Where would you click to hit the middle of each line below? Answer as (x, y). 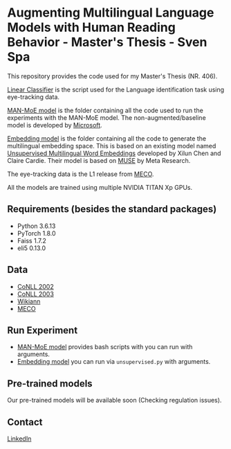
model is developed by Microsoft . (55, 125)
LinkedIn (19, 439)
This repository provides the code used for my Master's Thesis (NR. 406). (112, 76)
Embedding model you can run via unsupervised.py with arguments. (114, 362)
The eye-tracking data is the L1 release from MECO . (81, 174)
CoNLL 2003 (35, 294)
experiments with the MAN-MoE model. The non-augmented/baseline (107, 117)
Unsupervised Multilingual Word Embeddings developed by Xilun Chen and (114, 153)
